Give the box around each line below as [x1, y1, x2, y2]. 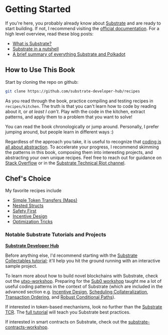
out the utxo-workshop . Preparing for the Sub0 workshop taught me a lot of [5, 278, 162, 284]
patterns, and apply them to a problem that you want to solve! [5, 114, 133, 120]
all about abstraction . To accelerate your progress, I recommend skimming [5, 144, 159, 150]
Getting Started [5, 4, 71, 15]
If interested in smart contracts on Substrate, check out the [5, 318, 127, 324]
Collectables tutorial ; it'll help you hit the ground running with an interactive [5, 257, 160, 264]
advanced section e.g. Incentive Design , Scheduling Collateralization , [5, 288, 148, 294]
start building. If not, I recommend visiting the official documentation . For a [5, 25, 159, 31]
